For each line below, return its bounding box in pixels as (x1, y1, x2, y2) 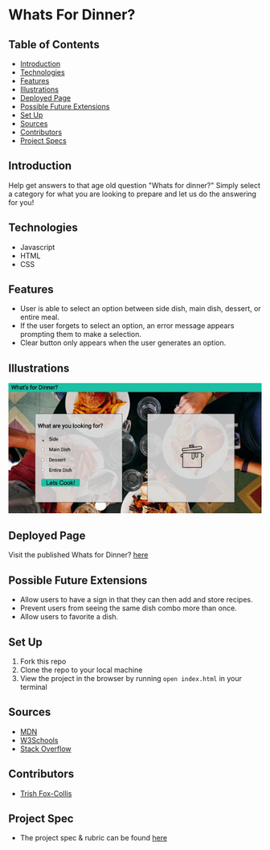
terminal (19, 682, 48, 692)
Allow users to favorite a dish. (19, 612, 119, 622)
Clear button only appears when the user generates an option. (19, 338, 227, 347)
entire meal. (19, 312, 60, 322)
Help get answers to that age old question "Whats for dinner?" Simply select (8, 180, 261, 190)
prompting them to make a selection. (19, 330, 142, 339)
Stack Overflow (19, 744, 72, 754)
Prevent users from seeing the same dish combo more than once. (19, 603, 237, 613)
